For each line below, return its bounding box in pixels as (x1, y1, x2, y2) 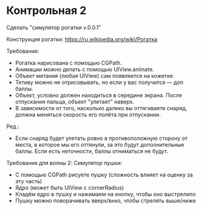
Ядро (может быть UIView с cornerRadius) (15, 184, 124, 191)
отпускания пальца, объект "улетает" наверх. (15, 98, 134, 105)
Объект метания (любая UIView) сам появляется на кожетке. (15, 72, 175, 79)
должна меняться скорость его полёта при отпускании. (15, 111, 161, 118)
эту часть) (15, 177, 43, 184)
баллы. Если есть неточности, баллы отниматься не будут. (15, 147, 169, 155)
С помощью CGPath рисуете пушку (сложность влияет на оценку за (15, 171, 193, 178)
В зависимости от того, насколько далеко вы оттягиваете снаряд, (15, 104, 187, 111)
